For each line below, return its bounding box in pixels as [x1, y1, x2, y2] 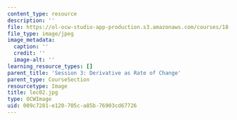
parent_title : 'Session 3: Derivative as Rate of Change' [7, 69, 181, 76]
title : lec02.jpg [7, 89, 59, 96]
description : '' [7, 17, 55, 24]
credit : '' [13, 50, 46, 57]
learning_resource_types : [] [7, 63, 93, 70]
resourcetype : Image [7, 83, 68, 90]
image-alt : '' [13, 56, 55, 64]
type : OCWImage [7, 96, 52, 103]
